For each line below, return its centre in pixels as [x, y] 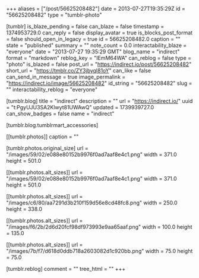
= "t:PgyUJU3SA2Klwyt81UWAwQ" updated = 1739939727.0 [80, 107]
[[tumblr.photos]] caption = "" [42, 137]
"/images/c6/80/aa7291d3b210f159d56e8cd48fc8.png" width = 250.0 [92, 203]
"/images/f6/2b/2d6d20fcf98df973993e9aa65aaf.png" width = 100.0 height [99, 227]
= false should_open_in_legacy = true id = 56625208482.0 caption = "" [94, 39]
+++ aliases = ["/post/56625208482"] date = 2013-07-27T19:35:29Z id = [96, 9]
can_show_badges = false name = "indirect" [60, 113]
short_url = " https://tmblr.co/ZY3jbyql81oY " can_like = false [79, 70]
